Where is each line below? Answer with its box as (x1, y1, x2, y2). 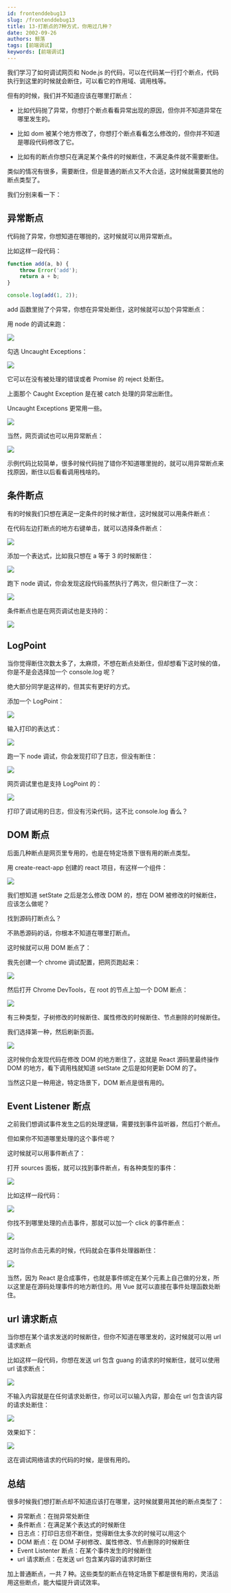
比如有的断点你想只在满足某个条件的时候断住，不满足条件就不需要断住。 (16, 152, 222, 160)
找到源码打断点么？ (7, 914, 62, 922)
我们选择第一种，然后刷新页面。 (7, 1027, 98, 1036)
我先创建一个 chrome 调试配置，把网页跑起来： (7, 958, 141, 966)
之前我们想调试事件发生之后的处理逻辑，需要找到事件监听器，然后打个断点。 (7, 1120, 224, 1129)
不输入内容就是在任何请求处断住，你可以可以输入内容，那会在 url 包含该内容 (7, 1392, 223, 1400)
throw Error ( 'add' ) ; (19, 266, 78, 274)
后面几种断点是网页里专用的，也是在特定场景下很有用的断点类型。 (7, 848, 194, 857)
